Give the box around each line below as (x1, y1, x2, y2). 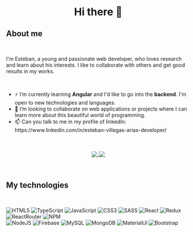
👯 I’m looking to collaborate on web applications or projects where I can (14, 105, 187, 112)
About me (6, 29, 43, 39)
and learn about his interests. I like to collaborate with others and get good (6, 61, 185, 68)
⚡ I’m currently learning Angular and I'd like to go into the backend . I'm (14, 91, 187, 98)
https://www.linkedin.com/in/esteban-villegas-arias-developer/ (14, 127, 167, 133)
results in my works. (6, 68, 54, 75)
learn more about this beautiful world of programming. (14, 112, 146, 119)
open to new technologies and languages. (14, 99, 116, 106)
